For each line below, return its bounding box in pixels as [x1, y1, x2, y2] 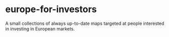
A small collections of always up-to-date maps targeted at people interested [5, 20, 164, 26]
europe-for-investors [5, 4, 97, 15]
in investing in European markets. [5, 25, 75, 31]
